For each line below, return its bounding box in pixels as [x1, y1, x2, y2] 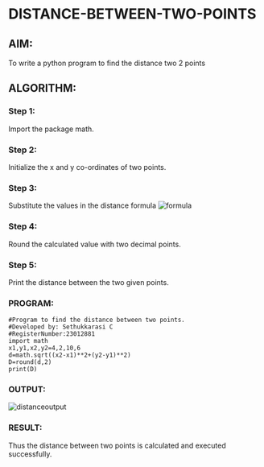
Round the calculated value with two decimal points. [8, 239, 181, 249]
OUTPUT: [8, 384, 46, 395]
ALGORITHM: [8, 81, 76, 95]
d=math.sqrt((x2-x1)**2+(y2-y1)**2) [8, 351, 131, 359]
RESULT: [8, 422, 43, 433]
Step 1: [8, 105, 35, 117]
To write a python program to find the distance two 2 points [8, 58, 206, 68]
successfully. [8, 448, 52, 459]
